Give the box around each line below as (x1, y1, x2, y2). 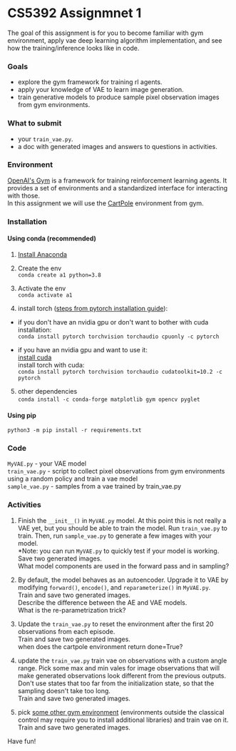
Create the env (17, 264, 62, 272)
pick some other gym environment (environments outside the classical (17, 707, 225, 716)
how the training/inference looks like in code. (7, 44, 140, 52)
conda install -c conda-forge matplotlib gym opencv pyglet (17, 396, 200, 403)
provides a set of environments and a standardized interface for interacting (7, 183, 228, 192)
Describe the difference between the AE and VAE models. (17, 598, 188, 607)
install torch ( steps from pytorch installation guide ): (17, 304, 168, 312)
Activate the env (17, 284, 66, 292)
